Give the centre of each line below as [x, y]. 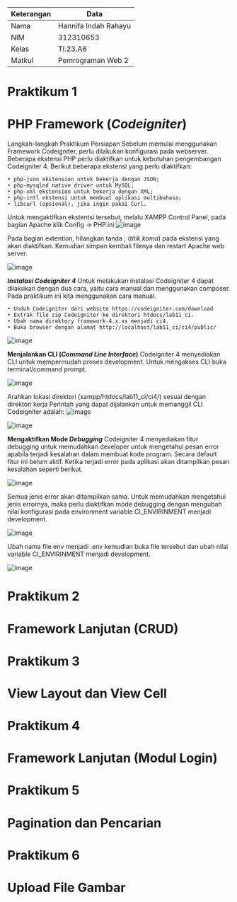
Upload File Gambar [67, 888]
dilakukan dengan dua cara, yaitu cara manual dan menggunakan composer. [119, 289]
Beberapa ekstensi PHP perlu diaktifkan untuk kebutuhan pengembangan [114, 159]
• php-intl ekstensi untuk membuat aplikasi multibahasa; [94, 198]
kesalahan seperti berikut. [45, 469]
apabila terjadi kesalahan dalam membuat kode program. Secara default [112, 454]
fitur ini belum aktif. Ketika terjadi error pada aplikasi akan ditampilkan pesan [118, 462]
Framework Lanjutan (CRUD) [93, 629]
